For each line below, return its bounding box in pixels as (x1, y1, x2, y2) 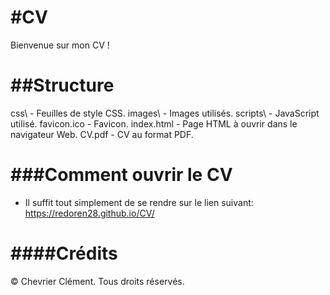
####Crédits (10, 242, 118, 265)
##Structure (10, 74, 115, 97)
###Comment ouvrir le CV (10, 164, 233, 186)
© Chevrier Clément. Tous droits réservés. (10, 275, 185, 287)
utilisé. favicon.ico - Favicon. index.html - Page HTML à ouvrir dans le (10, 117, 298, 130)
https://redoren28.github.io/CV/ (24, 207, 155, 219)
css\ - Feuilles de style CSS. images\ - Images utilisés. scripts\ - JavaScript (10, 107, 320, 119)
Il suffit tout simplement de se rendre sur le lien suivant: (24, 196, 254, 208)
